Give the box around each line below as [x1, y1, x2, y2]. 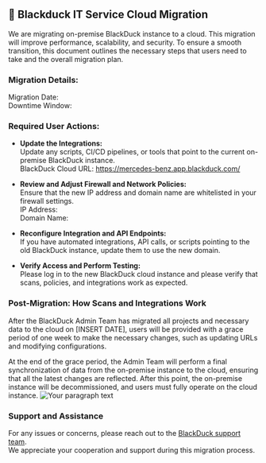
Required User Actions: [8, 121, 100, 132]
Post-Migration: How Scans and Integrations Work [8, 298, 206, 309]
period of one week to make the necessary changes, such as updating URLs [8, 333, 258, 342]
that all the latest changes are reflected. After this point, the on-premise [8, 373, 243, 383]
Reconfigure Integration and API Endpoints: [19, 228, 167, 239]
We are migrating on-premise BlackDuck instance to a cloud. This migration [8, 29, 256, 38]
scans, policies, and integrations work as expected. [19, 278, 188, 287]
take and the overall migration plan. [8, 54, 124, 64]
